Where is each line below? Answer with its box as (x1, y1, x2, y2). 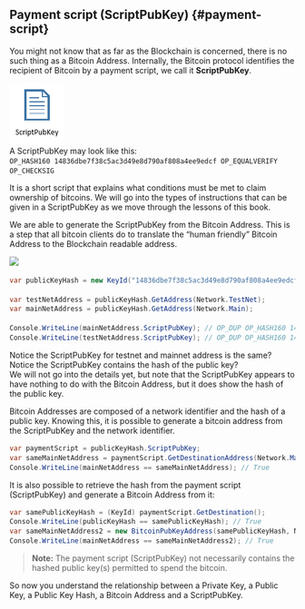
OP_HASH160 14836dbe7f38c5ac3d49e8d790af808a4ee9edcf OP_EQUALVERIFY (9, 156, 279, 166)
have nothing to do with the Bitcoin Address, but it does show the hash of (9, 378, 284, 389)
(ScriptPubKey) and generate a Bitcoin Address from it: (9, 489, 215, 500)
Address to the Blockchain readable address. (9, 238, 178, 249)
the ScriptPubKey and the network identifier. (9, 425, 175, 436)
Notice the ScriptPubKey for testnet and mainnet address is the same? (9, 349, 272, 360)
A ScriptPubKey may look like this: (9, 145, 138, 156)
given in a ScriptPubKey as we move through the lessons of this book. (9, 201, 271, 212)
